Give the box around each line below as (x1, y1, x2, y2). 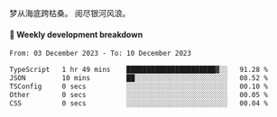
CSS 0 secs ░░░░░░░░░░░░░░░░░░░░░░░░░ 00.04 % (9, 98, 269, 108)
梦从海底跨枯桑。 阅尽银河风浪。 (9, 8, 131, 18)
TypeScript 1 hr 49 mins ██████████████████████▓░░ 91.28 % (9, 66, 269, 75)
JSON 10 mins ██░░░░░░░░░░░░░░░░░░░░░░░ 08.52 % (9, 73, 269, 83)
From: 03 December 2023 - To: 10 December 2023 (9, 49, 192, 58)
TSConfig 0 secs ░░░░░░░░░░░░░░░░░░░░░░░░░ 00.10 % (9, 82, 269, 91)
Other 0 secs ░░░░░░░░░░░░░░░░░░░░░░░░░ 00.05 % (9, 90, 269, 99)
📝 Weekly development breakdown (9, 29, 143, 40)
